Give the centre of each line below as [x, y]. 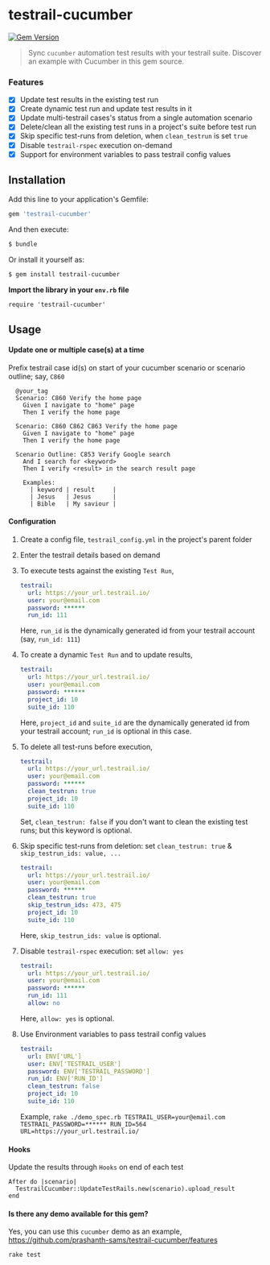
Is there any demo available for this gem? [78, 1213]
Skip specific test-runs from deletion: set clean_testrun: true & [126, 845]
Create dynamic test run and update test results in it [106, 109]
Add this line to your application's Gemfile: [78, 200]
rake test [25, 1255]
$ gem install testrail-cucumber [64, 275]
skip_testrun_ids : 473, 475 [75, 905]
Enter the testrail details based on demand [90, 555]
